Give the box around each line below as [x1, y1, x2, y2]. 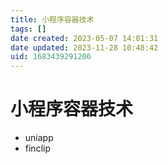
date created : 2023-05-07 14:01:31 [10, 33, 159, 43]
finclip [24, 142, 51, 155]
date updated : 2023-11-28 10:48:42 [10, 42, 159, 53]
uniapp [24, 132, 54, 144]
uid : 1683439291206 [10, 52, 92, 62]
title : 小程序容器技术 [10, 14, 95, 25]
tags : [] [10, 24, 47, 34]
